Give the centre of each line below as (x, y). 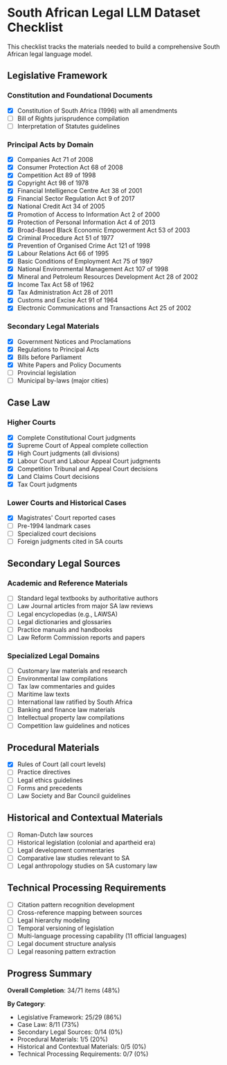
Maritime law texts (44, 694)
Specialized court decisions (57, 534)
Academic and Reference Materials (67, 583)
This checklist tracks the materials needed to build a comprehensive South (113, 46)
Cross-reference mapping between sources (80, 912)
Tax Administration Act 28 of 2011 (65, 293)
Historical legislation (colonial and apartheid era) (86, 842)
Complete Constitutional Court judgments (76, 437)
